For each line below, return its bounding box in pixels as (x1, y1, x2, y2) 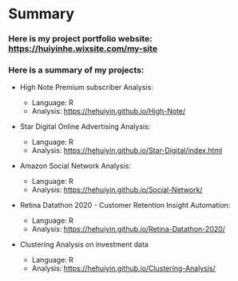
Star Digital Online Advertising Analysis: (19, 122, 151, 131)
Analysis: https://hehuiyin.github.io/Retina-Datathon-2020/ (31, 224, 226, 234)
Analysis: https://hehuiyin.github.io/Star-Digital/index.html (31, 146, 223, 155)
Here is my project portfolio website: (8, 33, 153, 45)
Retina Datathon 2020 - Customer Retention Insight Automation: (19, 201, 231, 210)
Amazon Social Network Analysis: (19, 161, 132, 171)
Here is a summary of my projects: (8, 64, 145, 76)
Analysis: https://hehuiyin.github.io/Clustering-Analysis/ (31, 263, 216, 273)
